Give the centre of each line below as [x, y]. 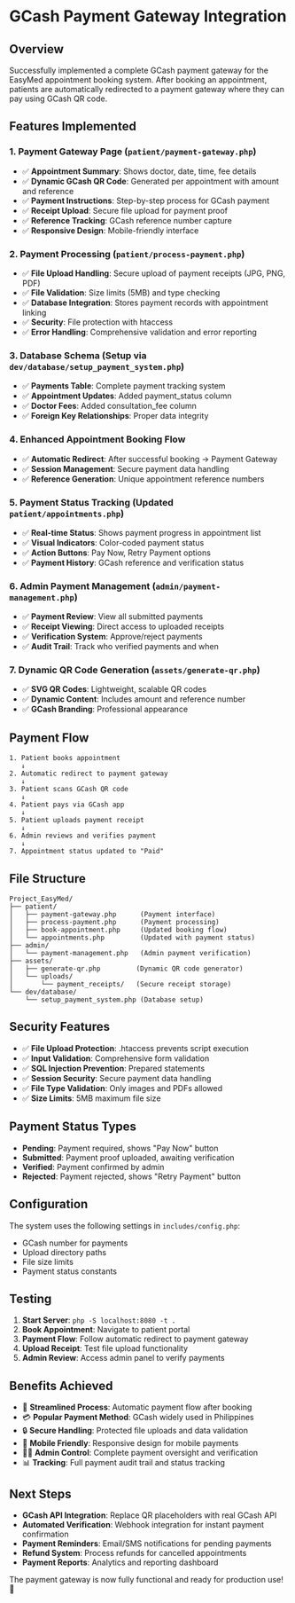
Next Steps [40, 1493]
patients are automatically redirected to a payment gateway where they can [147, 89]
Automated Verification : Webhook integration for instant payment [143, 1524]
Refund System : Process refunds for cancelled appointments [134, 1552]
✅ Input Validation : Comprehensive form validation [116, 1058]
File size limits [47, 1261]
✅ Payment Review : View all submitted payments [113, 617]
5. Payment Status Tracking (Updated [92, 502]
